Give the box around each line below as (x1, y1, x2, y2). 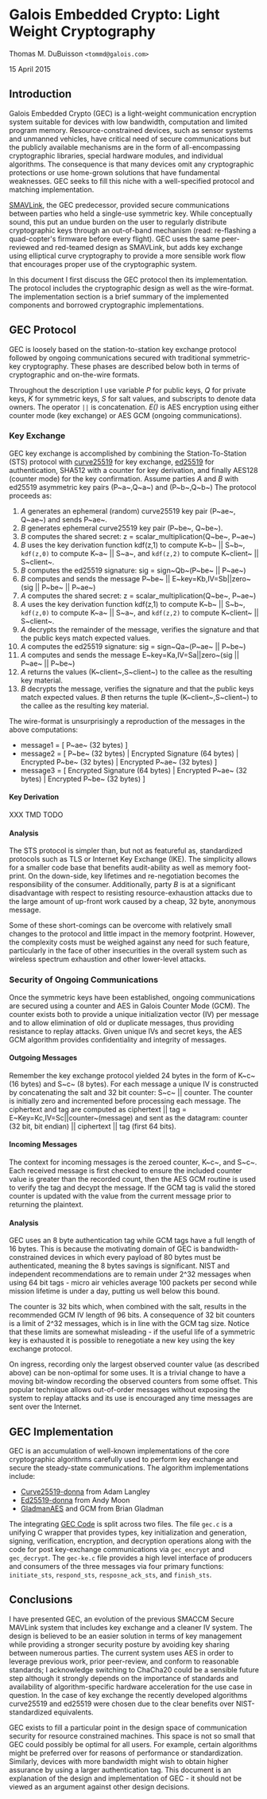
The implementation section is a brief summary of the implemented (9, 291, 229, 301)
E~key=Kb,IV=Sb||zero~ (172, 573, 251, 583)
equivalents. (53, 1707, 94, 1717)
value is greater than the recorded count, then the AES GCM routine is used (9, 1174, 257, 1183)
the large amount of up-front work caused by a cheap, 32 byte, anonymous (9, 897, 257, 906)
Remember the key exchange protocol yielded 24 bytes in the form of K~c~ (9, 1070, 256, 1080)
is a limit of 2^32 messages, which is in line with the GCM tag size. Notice (9, 1319, 250, 1328)
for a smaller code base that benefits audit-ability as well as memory (9, 862, 234, 873)
